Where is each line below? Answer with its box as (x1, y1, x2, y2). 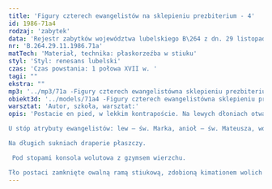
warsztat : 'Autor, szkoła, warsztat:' (8, 102, 139, 110)
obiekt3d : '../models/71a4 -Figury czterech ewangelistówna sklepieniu (8, 95, 255, 103)
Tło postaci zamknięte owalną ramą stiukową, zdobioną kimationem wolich (8, 168, 263, 177)
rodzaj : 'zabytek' (8, 27, 70, 35)
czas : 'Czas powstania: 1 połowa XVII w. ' (8, 65, 158, 73)
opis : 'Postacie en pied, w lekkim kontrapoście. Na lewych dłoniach (8, 110, 249, 118)
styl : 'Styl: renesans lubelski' (8, 58, 121, 66)
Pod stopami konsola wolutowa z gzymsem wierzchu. (11, 153, 186, 162)
